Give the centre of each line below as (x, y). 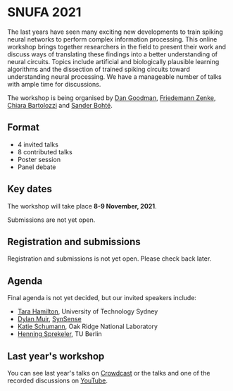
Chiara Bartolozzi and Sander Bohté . (60, 105)
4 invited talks (38, 144)
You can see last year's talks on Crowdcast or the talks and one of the (109, 373)
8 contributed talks (45, 151)
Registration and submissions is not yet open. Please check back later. (109, 259)
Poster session (39, 159)
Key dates (30, 189)
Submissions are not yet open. (51, 220)
